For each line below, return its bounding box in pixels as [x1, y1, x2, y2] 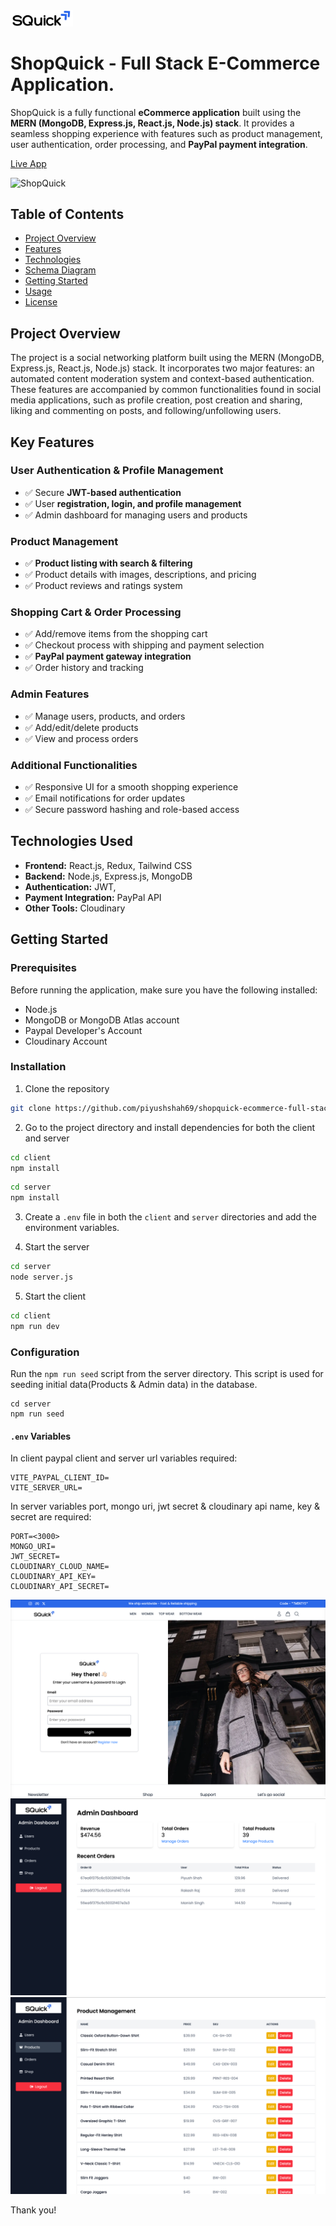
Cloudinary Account [24, 1035, 108, 1047]
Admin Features [10, 687, 90, 701]
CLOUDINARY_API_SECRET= [10, 1582, 110, 1592]
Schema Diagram [24, 264, 97, 276]
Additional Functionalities [10, 758, 138, 772]
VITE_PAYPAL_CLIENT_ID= [10, 1473, 110, 1483]
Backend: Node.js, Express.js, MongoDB [24, 870, 193, 882]
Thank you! [10, 2204, 57, 2216]
